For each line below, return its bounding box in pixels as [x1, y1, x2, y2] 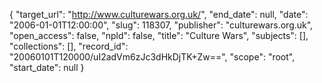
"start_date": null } [9, 62, 85, 73]
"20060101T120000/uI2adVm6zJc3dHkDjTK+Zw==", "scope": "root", [9, 51, 296, 63]
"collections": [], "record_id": [9, 40, 129, 52]
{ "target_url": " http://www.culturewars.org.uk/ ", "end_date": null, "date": [9, 9, 309, 20]
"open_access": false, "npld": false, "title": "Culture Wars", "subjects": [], [9, 30, 309, 41]
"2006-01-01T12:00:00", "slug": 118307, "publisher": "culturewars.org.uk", [9, 19, 314, 31]
